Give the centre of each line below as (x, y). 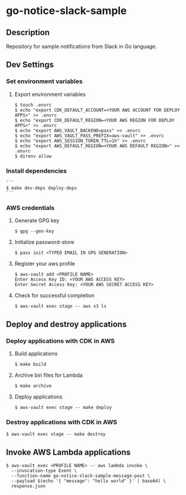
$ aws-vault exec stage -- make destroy (56, 434)
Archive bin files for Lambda (49, 375)
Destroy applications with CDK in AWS (62, 422)
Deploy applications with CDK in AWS (61, 341)
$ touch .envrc (33, 105)
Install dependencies (37, 171)
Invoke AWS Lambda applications (68, 452)
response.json (28, 486)
